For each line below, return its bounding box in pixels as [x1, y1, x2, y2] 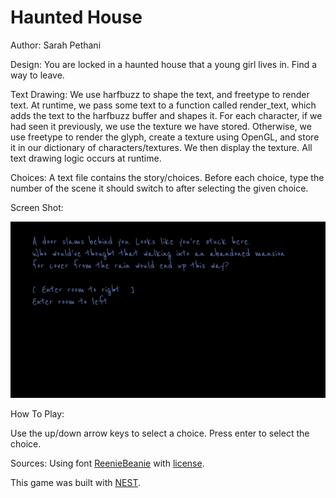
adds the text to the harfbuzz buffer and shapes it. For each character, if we [10, 109, 323, 121]
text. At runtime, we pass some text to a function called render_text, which [10, 99, 317, 111]
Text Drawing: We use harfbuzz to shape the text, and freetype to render [10, 88, 310, 100]
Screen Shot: [10, 201, 64, 213]
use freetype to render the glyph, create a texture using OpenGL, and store [10, 131, 320, 143]
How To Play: [10, 408, 65, 420]
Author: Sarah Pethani [10, 39, 102, 51]
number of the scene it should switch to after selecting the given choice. [10, 182, 309, 194]
